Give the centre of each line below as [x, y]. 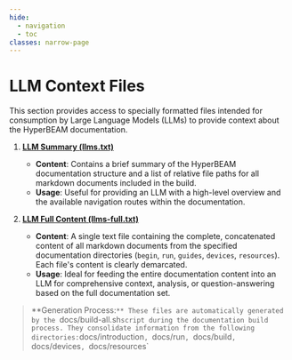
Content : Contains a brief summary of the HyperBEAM [136, 164]
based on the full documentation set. [103, 293]
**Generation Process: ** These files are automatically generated [157, 310]
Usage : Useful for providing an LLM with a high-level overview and [158, 193]
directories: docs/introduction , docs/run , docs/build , [133, 337]
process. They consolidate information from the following [143, 328]
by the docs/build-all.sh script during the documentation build [150, 320]
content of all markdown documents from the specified [136, 246]
